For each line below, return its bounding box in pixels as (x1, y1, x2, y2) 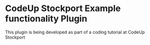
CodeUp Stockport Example (5, 3, 121, 14)
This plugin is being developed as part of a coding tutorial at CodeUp (5, 29, 145, 35)
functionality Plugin (5, 13, 88, 24)
